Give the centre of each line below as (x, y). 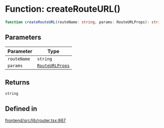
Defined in (21, 109)
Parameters (23, 38)
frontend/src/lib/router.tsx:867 (35, 121)
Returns (18, 83)
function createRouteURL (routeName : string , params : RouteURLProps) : (77, 22)
